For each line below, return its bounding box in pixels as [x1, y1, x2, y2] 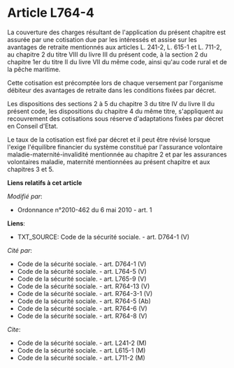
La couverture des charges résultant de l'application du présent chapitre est [7, 28, 226, 36]
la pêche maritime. [7, 65, 61, 73]
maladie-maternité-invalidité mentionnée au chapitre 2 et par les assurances [7, 150, 227, 159]
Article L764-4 [7, 5, 94, 21]
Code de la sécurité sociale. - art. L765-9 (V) [17, 274, 147, 283]
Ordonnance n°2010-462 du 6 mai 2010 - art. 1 [17, 205, 152, 214]
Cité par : [7, 246, 33, 254]
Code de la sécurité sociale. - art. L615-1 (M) [17, 346, 146, 354]
